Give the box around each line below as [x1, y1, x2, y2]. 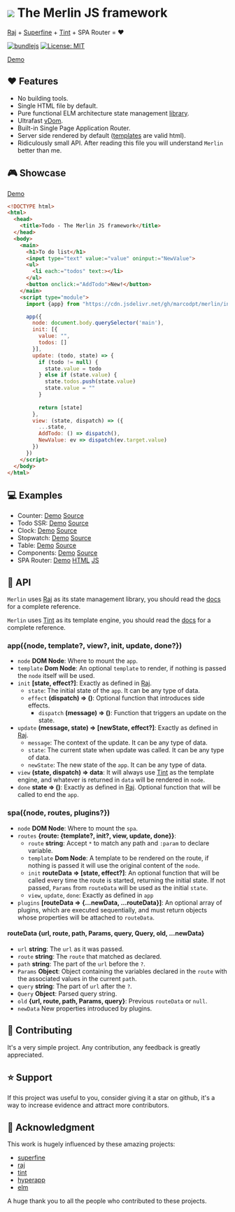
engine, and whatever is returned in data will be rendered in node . [17, 775, 205, 784]
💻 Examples [7, 489, 63, 501]
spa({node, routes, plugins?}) [7, 808, 111, 818]
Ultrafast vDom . [17, 116, 64, 125]
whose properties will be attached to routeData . [17, 913, 155, 922]
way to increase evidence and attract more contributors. [7, 1101, 169, 1110]
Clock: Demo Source [17, 526, 78, 535]
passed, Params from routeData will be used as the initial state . [27, 883, 208, 892]
